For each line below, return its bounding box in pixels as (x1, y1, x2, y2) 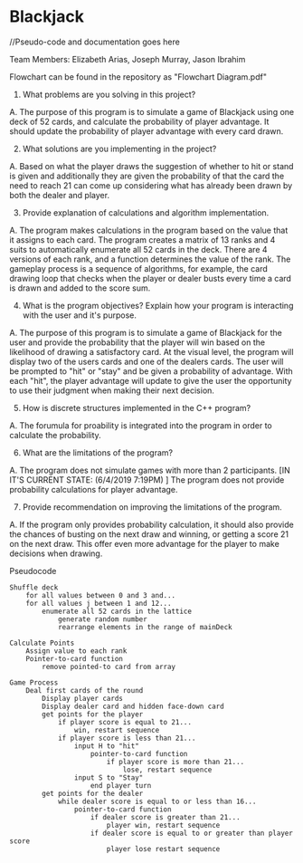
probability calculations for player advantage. (9, 484, 178, 494)
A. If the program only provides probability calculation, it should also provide (9, 519, 294, 530)
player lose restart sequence (106, 844, 221, 853)
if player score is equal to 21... (57, 717, 193, 726)
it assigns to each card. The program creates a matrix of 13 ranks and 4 (9, 234, 276, 245)
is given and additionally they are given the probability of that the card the (9, 170, 285, 181)
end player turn (90, 781, 152, 790)
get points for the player (42, 709, 144, 719)
